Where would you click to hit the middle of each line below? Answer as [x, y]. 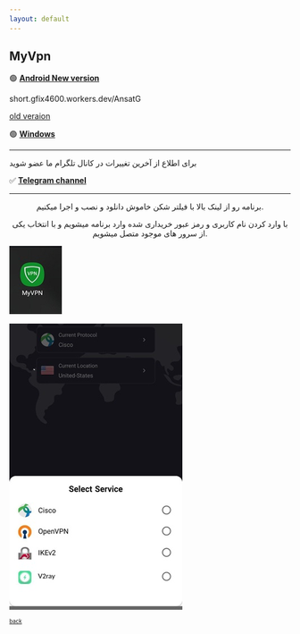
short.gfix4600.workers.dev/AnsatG [75, 99]
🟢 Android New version [54, 78]
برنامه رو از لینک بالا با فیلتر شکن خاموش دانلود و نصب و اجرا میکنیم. [150, 207]
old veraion [30, 116]
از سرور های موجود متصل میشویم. [150, 233]
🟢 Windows [32, 134]
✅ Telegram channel [48, 181]
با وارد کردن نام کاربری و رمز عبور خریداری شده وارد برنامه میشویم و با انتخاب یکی [150, 224]
